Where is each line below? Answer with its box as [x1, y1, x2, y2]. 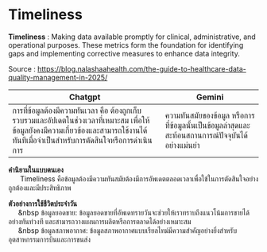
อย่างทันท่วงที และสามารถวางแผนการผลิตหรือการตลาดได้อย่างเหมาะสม [8, 216, 192, 226]
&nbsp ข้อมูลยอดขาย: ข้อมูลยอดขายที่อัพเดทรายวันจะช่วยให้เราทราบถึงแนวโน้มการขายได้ [17, 207, 250, 217]
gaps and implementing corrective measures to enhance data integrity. [8, 48, 240, 58]
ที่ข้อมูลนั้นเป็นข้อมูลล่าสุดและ [164, 119, 250, 130]
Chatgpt [68, 91, 101, 103]
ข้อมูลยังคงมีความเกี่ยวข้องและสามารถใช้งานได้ [12, 125, 148, 136]
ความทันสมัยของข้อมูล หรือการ [164, 110, 255, 121]
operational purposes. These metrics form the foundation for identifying [8, 40, 244, 49]
